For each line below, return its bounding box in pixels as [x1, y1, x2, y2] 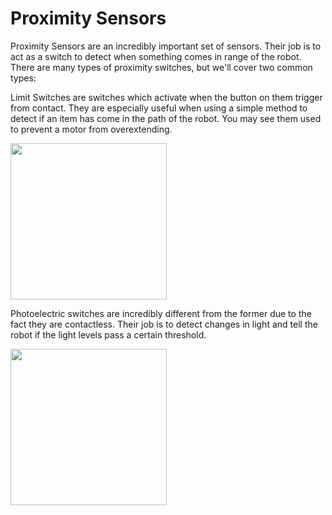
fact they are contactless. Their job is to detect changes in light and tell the [10, 318, 318, 330]
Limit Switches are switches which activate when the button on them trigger [10, 91, 323, 103]
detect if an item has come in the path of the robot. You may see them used [10, 112, 322, 124]
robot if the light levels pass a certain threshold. [10, 328, 207, 341]
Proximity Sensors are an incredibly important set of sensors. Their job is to [10, 40, 322, 52]
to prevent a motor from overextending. [10, 123, 173, 135]
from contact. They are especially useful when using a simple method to [10, 102, 308, 114]
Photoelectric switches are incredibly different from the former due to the [10, 307, 312, 319]
